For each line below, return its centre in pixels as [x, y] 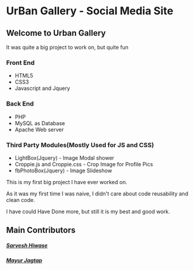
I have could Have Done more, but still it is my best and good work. [88, 211]
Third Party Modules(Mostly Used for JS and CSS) [80, 145]
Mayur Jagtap [24, 260]
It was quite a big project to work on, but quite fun [68, 47]
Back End [20, 104]
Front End [21, 63]
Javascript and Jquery [42, 88]
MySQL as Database [40, 123]
